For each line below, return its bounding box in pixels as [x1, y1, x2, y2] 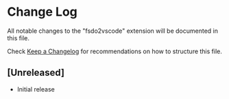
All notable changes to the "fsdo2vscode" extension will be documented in [7, 27, 218, 35]
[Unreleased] [7, 67, 65, 79]
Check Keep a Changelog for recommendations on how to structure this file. [7, 47, 223, 55]
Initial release [16, 85, 55, 93]
